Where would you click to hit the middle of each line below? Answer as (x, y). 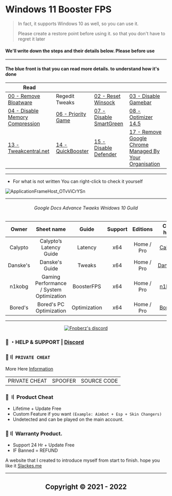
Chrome (139, 145)
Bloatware (20, 102)
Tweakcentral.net (29, 151)
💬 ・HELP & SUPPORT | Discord (45, 342)
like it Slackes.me (24, 466)
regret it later (31, 39)
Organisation (145, 164)
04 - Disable (23, 111)
